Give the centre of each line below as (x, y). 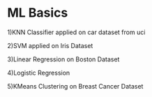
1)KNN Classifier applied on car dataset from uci (76, 32)
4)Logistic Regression (39, 73)
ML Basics (38, 13)
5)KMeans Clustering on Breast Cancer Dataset (75, 86)
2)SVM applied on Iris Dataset (50, 45)
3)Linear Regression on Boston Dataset (63, 59)
